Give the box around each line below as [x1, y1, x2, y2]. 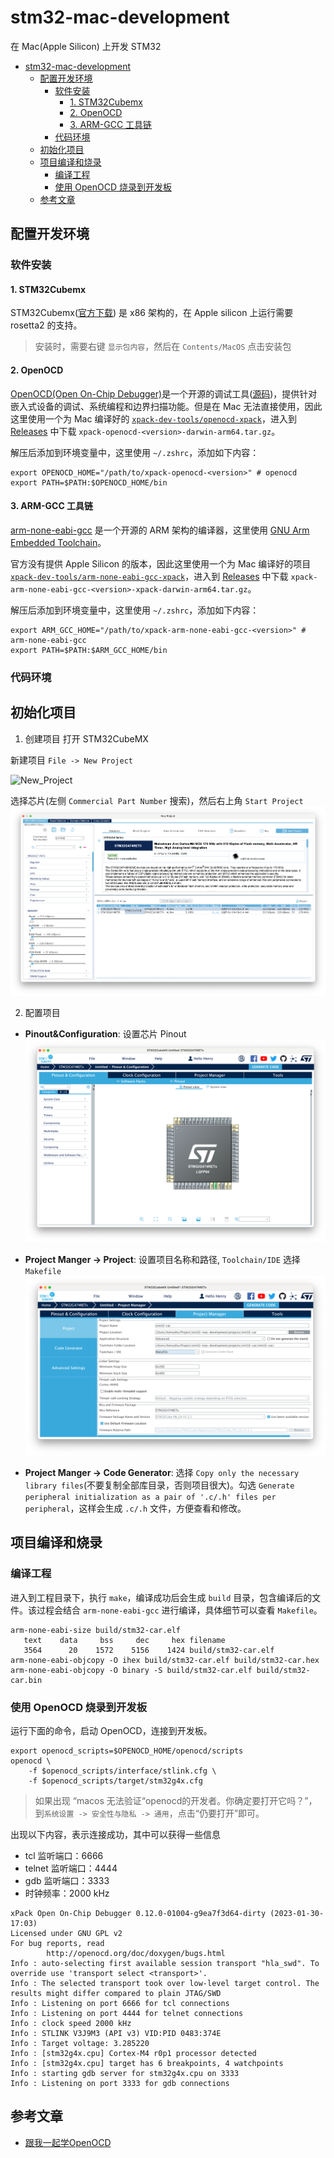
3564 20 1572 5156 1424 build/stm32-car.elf [23, 1645, 275, 1655]
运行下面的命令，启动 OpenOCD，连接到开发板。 [10, 1725, 213, 1737]
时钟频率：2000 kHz [24, 1887, 110, 1900]
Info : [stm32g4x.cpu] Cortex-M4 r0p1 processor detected [10, 2049, 257, 2059]
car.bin [10, 1675, 43, 1685]
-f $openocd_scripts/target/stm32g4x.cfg [28, 1776, 203, 1786]
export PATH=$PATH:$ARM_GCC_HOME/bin [10, 645, 168, 655]
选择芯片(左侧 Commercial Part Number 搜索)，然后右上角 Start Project [10, 794, 304, 806]
